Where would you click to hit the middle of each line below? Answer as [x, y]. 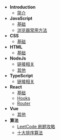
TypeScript [21, 76]
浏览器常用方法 [32, 30]
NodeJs [18, 58]
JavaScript [21, 18]
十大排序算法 [30, 133]
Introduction [22, 7]
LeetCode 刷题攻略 [36, 127]
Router [24, 103]
